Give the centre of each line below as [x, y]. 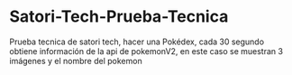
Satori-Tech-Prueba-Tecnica [119, 17]
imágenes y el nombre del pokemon [76, 61]
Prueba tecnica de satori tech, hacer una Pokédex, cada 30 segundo [137, 42]
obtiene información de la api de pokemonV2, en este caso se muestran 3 [146, 51]
